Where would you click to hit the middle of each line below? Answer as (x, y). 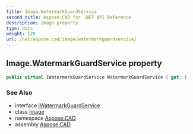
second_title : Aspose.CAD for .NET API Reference (69, 17)
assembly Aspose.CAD (43, 124)
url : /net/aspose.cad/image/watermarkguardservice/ (71, 39)
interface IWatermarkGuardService (57, 105)
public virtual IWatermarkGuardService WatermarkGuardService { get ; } (96, 77)
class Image (29, 111)
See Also (19, 92)
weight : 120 (21, 34)
